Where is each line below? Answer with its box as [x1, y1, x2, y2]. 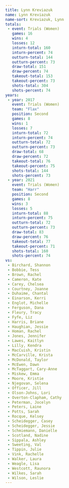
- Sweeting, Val [7, 442, 42, 447]
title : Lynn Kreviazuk [5, 7, 53, 13]
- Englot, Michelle [7, 300, 49, 306]
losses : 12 [12, 41, 35, 46]
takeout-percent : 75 [12, 163, 55, 168]
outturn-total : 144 [12, 54, 53, 60]
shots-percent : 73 [12, 173, 51, 178]
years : [5, 93, 19, 98]
